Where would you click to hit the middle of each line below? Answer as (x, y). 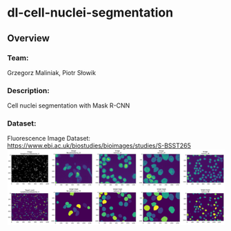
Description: (28, 90)
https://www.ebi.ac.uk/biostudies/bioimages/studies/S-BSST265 (99, 145)
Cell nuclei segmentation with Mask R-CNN (69, 106)
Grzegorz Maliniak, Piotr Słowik (52, 72)
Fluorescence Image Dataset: (49, 139)
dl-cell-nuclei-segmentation (90, 13)
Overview (29, 38)
